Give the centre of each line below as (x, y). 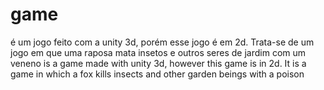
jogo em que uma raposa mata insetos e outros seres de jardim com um (158, 52)
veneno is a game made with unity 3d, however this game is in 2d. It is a (158, 63)
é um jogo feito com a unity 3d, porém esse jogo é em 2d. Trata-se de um (162, 42)
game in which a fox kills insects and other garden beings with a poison (157, 74)
